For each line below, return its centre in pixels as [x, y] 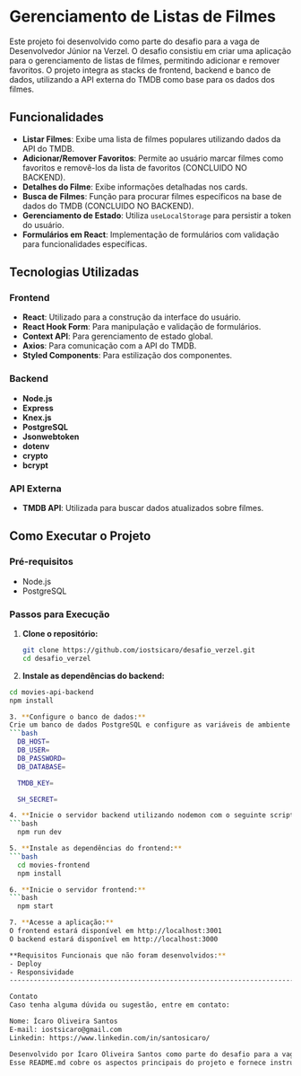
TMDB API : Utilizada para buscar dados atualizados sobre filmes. [143, 508]
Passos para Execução [60, 614]
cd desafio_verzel [56, 658]
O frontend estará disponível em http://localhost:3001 [116, 931]
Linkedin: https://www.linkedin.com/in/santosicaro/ [110, 1038]
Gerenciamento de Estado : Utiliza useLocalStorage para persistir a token [156, 215]
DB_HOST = [34, 742]
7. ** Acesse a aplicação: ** [62, 922]
